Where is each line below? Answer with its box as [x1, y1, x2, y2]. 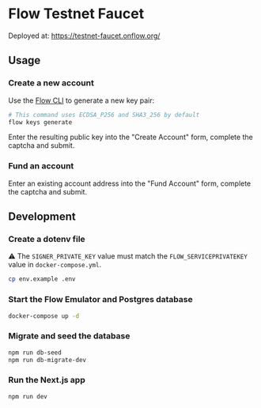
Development [8, 210, 77, 224]
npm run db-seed [8, 349, 62, 357]
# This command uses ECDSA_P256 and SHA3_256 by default [8, 111, 200, 119]
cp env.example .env [8, 275, 77, 283]
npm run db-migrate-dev [8, 356, 87, 364]
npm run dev [8, 392, 47, 400]
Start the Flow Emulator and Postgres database [8, 294, 193, 305]
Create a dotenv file [8, 233, 85, 244]
